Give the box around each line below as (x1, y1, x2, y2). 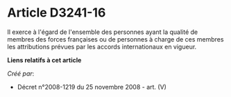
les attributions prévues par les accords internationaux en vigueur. (7, 42, 197, 51)
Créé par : (7, 69, 35, 78)
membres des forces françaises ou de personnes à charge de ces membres (7, 35, 224, 43)
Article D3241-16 (7, 5, 106, 21)
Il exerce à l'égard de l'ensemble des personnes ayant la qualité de (7, 28, 198, 36)
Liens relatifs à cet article (7, 55, 82, 64)
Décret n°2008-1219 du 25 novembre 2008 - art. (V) (17, 82, 166, 91)
